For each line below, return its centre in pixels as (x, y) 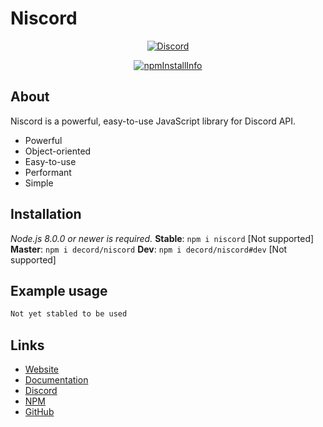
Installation (46, 214)
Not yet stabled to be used (69, 314)
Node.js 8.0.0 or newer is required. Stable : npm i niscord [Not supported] (162, 238)
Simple (39, 183)
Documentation (56, 380)
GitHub (39, 412)
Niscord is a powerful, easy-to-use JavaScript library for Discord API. (153, 121)
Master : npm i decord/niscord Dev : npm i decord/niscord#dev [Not (149, 249)
